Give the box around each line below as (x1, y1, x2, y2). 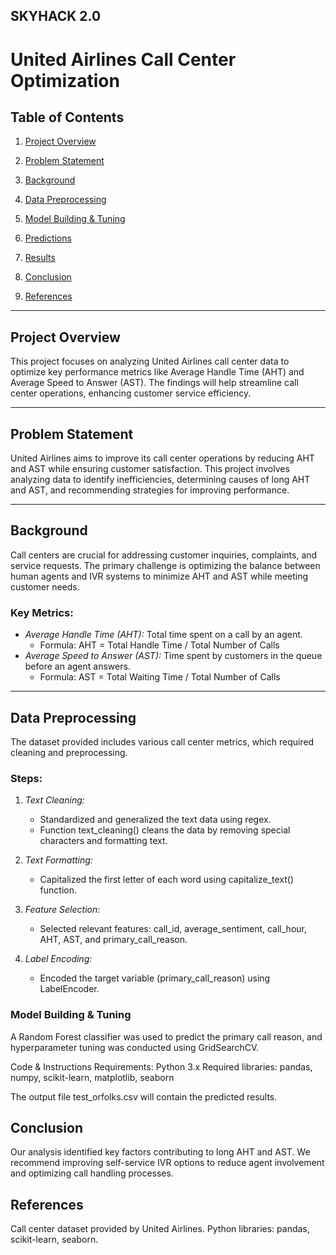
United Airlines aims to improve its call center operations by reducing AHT (10, 452, 315, 464)
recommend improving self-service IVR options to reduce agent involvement (10, 1157, 325, 1169)
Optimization (10, 69, 120, 92)
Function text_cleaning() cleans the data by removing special (39, 824, 291, 836)
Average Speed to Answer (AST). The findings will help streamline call (10, 377, 299, 389)
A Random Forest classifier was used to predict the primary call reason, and (10, 1030, 323, 1043)
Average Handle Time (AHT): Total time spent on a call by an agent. (24, 629, 303, 641)
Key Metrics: (10, 605, 74, 619)
